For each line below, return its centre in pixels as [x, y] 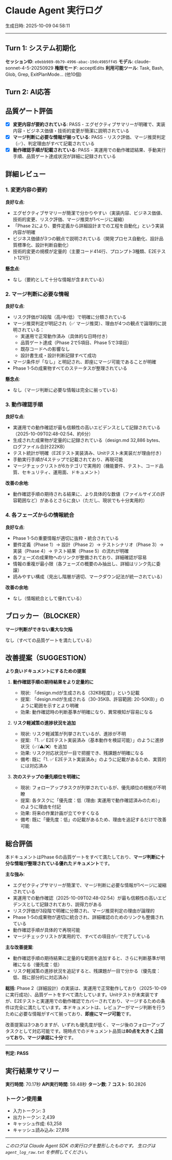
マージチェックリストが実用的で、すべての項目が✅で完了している [81, 936]
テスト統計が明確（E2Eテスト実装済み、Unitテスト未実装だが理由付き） [88, 453]
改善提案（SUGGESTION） [48, 658]
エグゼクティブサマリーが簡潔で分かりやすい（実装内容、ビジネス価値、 [89, 213]
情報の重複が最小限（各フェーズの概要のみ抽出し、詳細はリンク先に [84, 563]
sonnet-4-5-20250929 [29, 68]
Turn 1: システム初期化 [40, 48]
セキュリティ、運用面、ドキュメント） [62, 472]
